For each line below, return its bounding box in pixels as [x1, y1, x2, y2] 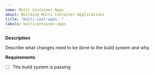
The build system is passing [12, 64, 71, 70]
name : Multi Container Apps [5, 7, 64, 12]
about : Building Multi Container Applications [5, 12, 105, 17]
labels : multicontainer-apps [5, 21, 66, 26]
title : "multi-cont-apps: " [5, 16, 64, 21]
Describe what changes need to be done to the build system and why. [5, 44, 150, 50]
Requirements [5, 54, 36, 60]
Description [5, 35, 31, 41]
